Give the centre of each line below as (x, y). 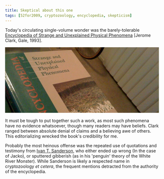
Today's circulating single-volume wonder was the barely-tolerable (72, 30)
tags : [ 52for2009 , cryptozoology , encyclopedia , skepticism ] (69, 15)
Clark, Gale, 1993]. (24, 40)
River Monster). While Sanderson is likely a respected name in (67, 161)
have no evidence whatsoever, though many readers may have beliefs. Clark (82, 126)
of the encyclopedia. (26, 172)
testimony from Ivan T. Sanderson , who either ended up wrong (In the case (81, 151)
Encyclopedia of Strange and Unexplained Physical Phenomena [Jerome (78, 35)
